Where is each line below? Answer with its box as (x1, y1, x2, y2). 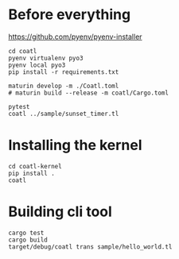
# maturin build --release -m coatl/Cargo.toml (8, 89, 169, 97)
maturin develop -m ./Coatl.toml (8, 82, 119, 90)
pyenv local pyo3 (8, 61, 66, 69)
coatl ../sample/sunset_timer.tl (8, 110, 119, 118)
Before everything (8, 6, 131, 24)
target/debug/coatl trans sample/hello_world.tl (8, 242, 173, 251)
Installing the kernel (8, 137, 142, 154)
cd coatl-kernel (8, 162, 62, 170)
